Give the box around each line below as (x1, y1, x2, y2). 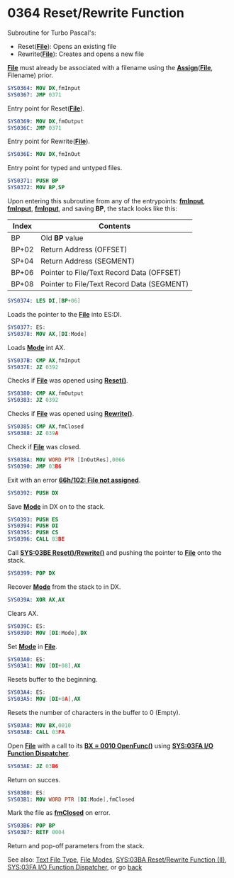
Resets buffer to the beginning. (7, 675, 98, 684)
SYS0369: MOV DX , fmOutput (7, 118, 84, 125)
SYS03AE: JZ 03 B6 (7, 762, 59, 770)
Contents (99, 221, 131, 231)
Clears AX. (7, 609, 39, 617)
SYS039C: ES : (7, 622, 46, 630)
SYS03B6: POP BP (7, 822, 55, 830)
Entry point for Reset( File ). (7, 104, 85, 113)
